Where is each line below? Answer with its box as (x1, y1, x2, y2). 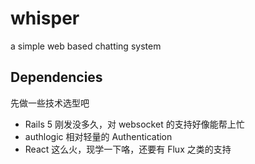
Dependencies (10, 69, 103, 86)
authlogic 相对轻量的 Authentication (24, 130, 173, 142)
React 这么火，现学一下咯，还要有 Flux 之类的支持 (24, 143, 232, 155)
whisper (10, 7, 80, 30)
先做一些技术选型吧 (10, 97, 90, 109)
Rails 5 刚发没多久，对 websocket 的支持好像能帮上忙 (24, 118, 245, 130)
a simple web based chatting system (10, 40, 162, 52)
